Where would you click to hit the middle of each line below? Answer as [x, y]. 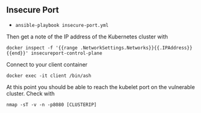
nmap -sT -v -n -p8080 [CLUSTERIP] [52, 104]
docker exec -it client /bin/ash [49, 76]
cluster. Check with [31, 93]
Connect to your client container [47, 64]
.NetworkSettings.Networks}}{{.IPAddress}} [136, 48]
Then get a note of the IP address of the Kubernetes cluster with [87, 37]
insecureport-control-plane [67, 53]
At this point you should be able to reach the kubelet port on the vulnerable [101, 87]
